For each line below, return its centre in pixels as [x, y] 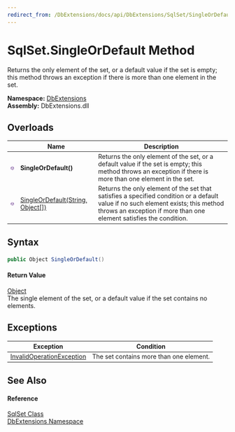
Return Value [27, 275]
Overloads [30, 127]
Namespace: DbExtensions [47, 98]
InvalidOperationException [48, 356]
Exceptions [32, 328]
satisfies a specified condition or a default [158, 196]
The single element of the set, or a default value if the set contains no [107, 298]
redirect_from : [29, 15]
